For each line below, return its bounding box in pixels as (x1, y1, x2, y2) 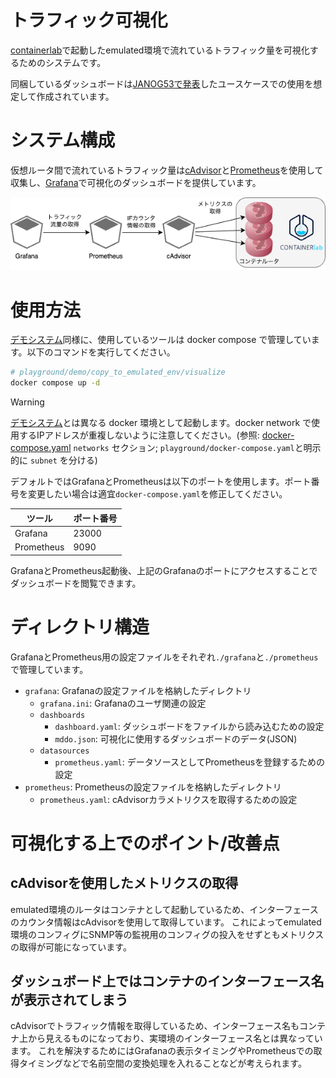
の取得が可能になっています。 (10, 941, 132, 953)
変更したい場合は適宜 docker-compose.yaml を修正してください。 (27, 488, 288, 500)
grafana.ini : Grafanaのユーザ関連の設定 (39, 697, 207, 709)
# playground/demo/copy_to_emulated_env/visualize (10, 367, 226, 378)
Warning (10, 396, 45, 408)
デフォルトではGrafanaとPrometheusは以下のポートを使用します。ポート (10, 476, 312, 488)
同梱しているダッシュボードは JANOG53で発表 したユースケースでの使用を (10, 77, 314, 90)
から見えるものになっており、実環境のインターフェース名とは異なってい (27, 1032, 323, 1045)
